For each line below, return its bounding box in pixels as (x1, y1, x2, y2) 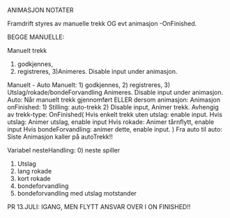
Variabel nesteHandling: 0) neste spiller (7, 146, 121, 154)
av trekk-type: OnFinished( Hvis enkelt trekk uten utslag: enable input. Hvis (7, 111, 223, 118)
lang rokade (17, 167, 52, 175)
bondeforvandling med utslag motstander (17, 189, 137, 197)
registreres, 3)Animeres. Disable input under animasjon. (17, 68, 178, 75)
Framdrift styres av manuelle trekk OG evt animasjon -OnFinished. (7, 20, 197, 27)
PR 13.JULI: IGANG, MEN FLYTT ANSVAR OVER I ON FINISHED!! (7, 203, 191, 211)
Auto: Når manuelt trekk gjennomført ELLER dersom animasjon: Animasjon (7, 95, 221, 104)
